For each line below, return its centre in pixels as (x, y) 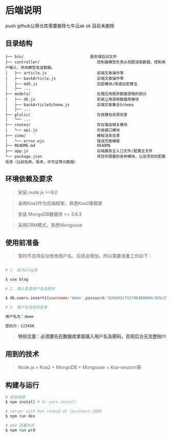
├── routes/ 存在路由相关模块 (67, 125)
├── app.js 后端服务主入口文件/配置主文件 (79, 151)
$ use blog (17, 280)
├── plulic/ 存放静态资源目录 (67, 115)
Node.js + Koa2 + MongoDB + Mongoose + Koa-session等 (80, 367)
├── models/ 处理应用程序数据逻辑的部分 (76, 94)
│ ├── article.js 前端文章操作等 (64, 73)
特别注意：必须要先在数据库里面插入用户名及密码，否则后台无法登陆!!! (92, 336)
